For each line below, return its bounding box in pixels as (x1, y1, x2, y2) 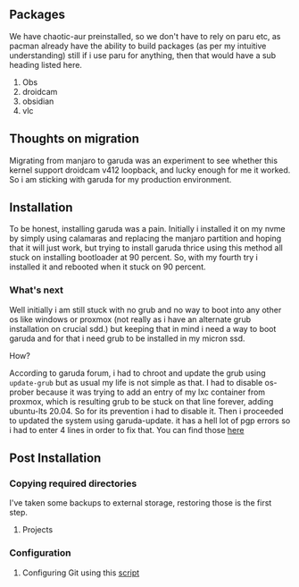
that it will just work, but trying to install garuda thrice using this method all (9, 242, 283, 253)
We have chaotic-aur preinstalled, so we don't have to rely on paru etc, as (9, 30, 281, 41)
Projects (21, 524, 54, 535)
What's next (9, 284, 64, 296)
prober (9, 387, 35, 397)
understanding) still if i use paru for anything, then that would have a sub (9, 49, 277, 61)
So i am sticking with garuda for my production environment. (9, 174, 232, 184)
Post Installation (9, 451, 102, 466)
